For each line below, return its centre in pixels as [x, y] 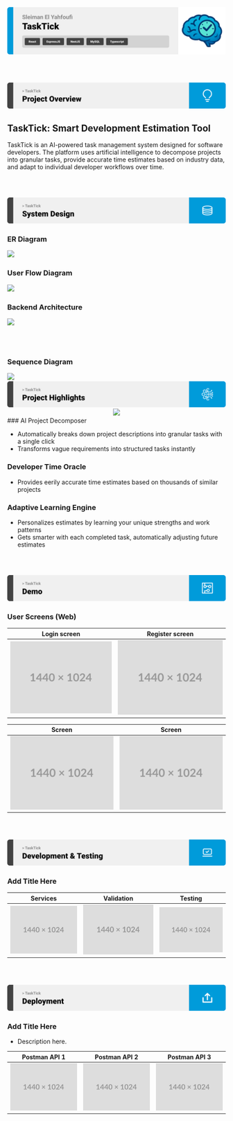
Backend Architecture [45, 307]
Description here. [42, 1042]
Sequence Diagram [40, 361]
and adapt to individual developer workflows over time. [86, 167]
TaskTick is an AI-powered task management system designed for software [115, 145]
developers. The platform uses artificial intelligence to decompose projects [114, 153]
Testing [191, 898]
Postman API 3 [189, 1056]
